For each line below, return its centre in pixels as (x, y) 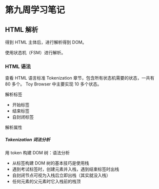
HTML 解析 (22, 30)
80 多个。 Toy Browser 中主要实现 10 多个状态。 (53, 84)
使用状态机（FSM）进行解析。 (35, 52)
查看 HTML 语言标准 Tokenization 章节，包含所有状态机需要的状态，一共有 (80, 78)
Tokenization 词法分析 (28, 139)
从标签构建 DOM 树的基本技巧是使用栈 (50, 163)
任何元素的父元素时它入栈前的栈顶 (46, 182)
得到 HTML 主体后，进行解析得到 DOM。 (46, 42)
